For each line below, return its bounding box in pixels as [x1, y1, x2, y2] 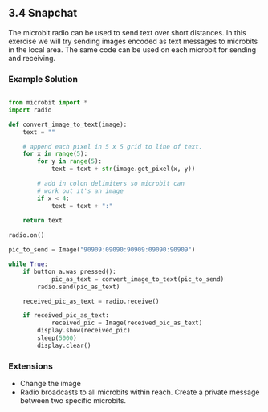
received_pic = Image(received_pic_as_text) [51, 319, 203, 328]
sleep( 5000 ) [37, 334, 78, 342]
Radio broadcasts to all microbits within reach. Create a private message [19, 387, 260, 397]
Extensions [8, 361, 54, 372]
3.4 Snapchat [8, 6, 78, 20]
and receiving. [8, 53, 56, 63]
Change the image [19, 379, 82, 389]
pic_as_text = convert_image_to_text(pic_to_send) [51, 275, 225, 284]
